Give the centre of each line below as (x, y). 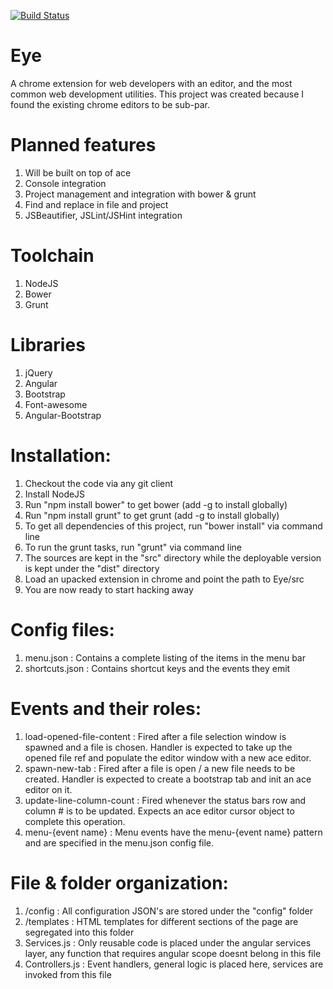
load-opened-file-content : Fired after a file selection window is (155, 736)
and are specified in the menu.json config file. (119, 842)
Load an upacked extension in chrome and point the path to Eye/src (164, 579)
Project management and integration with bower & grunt (140, 194)
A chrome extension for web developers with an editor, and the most (151, 83)
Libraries (48, 345)
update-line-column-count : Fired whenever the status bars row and (165, 800)
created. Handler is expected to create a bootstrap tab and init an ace (168, 779)
